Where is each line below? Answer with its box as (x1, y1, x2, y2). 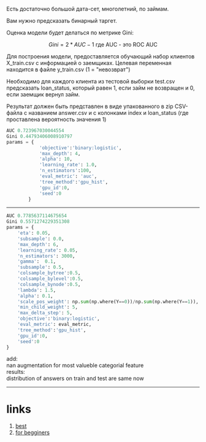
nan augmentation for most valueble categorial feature (6, 362, 144, 369)
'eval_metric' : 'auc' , (39, 173, 97, 179)
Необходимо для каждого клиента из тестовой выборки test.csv (6, 78, 175, 85)
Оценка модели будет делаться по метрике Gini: (6, 29, 134, 36)
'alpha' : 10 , (39, 156, 72, 162)
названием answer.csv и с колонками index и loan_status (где (28, 109, 189, 116)
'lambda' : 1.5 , (17, 287, 56, 293)
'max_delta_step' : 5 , (17, 310, 72, 316)
